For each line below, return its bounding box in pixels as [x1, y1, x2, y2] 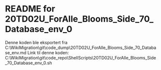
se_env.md [5, 49, 27, 56]
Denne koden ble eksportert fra [5, 39, 68, 45]
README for [5, 3, 56, 14]
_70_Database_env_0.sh [5, 60, 52, 66]
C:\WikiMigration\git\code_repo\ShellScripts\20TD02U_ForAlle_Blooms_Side [5, 55, 156, 60]
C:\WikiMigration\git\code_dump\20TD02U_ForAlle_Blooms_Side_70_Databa [5, 45, 156, 50]
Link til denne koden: [27, 49, 69, 56]
